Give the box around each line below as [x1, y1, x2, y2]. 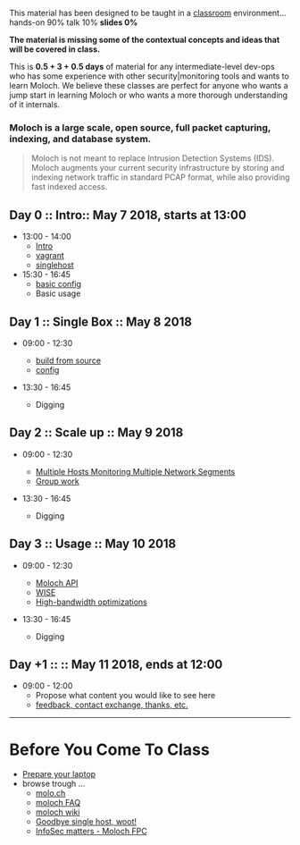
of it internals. [9, 99, 61, 110]
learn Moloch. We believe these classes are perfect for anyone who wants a [9, 80, 288, 90]
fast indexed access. [30, 182, 108, 192]
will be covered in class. [9, 44, 101, 55]
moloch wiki [35, 807, 80, 817]
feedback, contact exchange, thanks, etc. [35, 699, 189, 710]
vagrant [35, 250, 64, 261]
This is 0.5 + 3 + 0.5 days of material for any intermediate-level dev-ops [9, 62, 275, 72]
